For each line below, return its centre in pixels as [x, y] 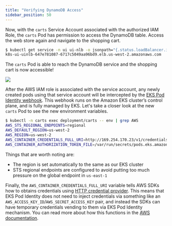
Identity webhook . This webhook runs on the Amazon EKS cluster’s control [84, 100]
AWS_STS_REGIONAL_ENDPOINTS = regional [46, 126]
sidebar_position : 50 [28, 15]
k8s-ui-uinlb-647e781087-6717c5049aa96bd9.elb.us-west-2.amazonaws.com [83, 54]
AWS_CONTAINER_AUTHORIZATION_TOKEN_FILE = [50, 144]
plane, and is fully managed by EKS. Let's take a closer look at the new [80, 106]
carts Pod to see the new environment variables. [57, 111]
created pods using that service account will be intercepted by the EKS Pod [85, 95]
